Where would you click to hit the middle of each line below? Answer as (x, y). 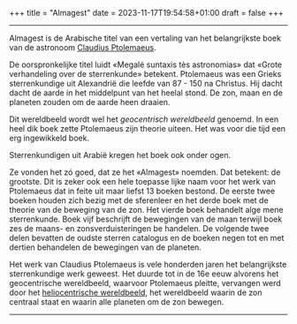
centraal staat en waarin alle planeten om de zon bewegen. (117, 302)
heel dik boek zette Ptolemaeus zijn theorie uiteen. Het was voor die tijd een (147, 128)
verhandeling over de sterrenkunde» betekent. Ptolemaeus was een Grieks (145, 74)
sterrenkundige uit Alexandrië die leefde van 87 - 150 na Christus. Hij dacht (146, 83)
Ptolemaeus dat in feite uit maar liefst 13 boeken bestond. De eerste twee (142, 191)
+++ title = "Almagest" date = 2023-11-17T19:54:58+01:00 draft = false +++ (147, 13)
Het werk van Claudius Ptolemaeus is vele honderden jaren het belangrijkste (148, 264)
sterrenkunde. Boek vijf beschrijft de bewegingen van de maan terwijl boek (146, 219)
